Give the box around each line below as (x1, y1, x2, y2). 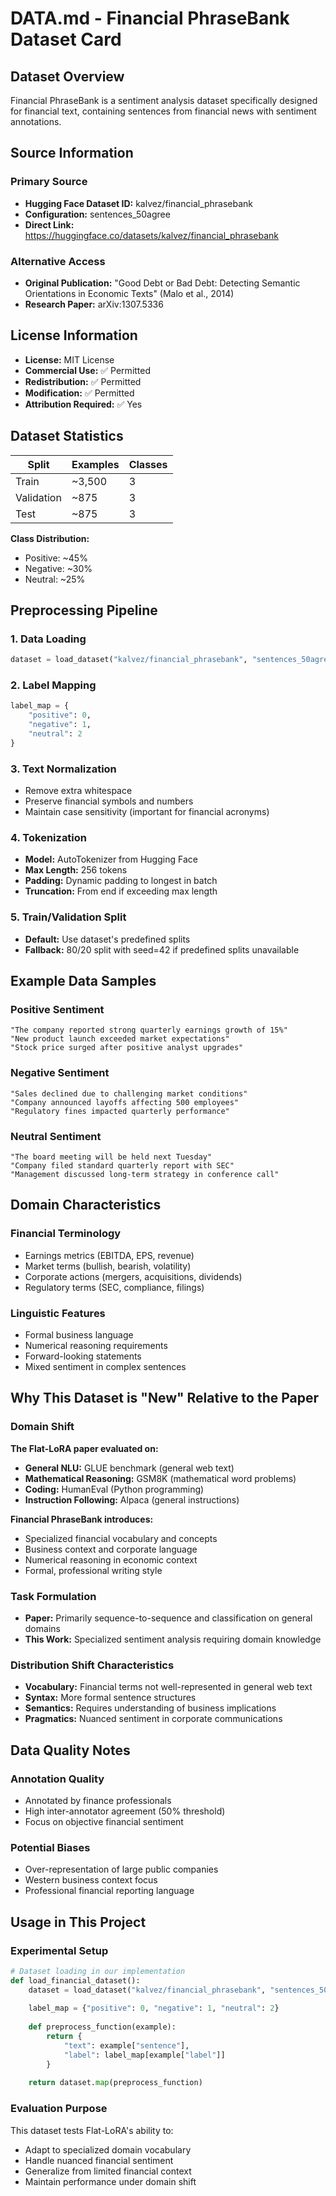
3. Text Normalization (10, 762, 117, 776)
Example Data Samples (10, 973, 157, 990)
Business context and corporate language (24, 1543, 198, 1555)
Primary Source (10, 175, 88, 189)
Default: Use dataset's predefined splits (24, 933, 191, 945)
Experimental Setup (10, 1943, 109, 1957)
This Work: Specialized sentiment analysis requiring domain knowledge (24, 1633, 322, 1645)
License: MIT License (24, 353, 115, 366)
